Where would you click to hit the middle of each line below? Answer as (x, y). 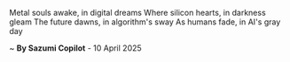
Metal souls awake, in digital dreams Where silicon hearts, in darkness (137, 13)
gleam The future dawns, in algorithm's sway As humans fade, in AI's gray (145, 22)
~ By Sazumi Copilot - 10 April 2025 (75, 48)
